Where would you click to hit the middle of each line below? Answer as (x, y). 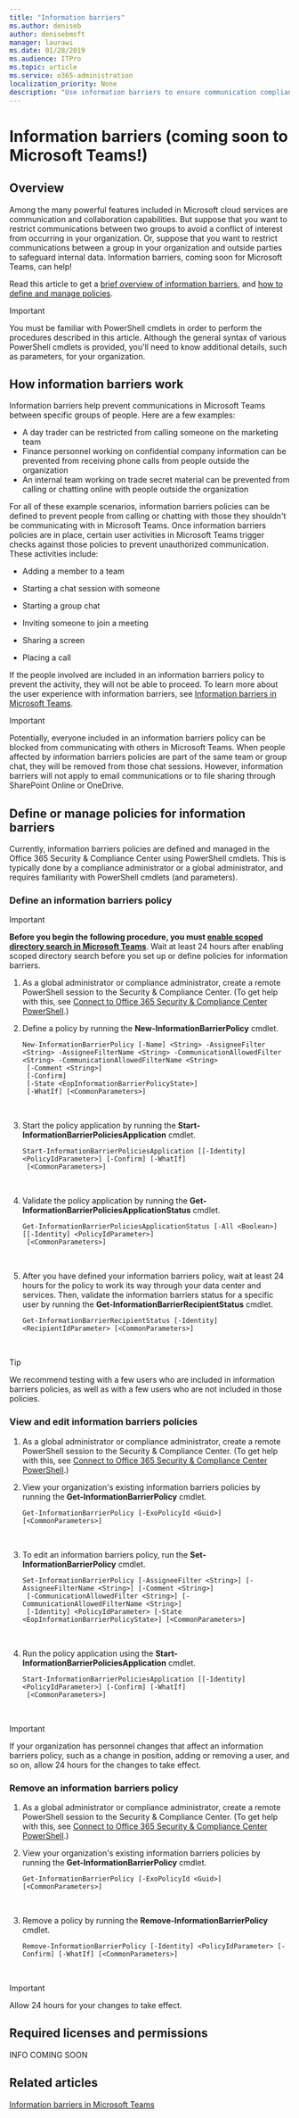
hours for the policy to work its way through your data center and (141, 1286)
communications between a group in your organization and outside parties (146, 247)
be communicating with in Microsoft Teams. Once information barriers (138, 525)
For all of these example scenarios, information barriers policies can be (140, 507)
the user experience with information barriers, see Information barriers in (143, 694)
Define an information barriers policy (91, 900)
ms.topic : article (43, 68)
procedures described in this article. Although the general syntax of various (148, 337)
